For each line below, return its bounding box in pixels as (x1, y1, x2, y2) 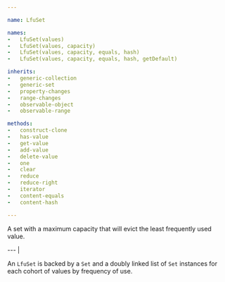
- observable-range (7, 107, 71, 115)
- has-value (7, 133, 49, 140)
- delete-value (7, 153, 58, 160)
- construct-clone (7, 127, 68, 134)
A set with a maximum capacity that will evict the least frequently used (7, 224, 212, 233)
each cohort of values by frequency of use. (7, 266, 133, 275)
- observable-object (7, 101, 74, 108)
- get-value (7, 140, 49, 147)
